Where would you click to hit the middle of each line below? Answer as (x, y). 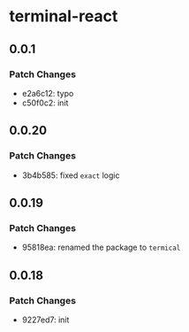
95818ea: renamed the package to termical (101, 247)
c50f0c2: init (45, 103)
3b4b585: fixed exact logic (71, 175)
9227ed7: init (45, 320)
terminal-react (64, 16)
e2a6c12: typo (48, 93)
